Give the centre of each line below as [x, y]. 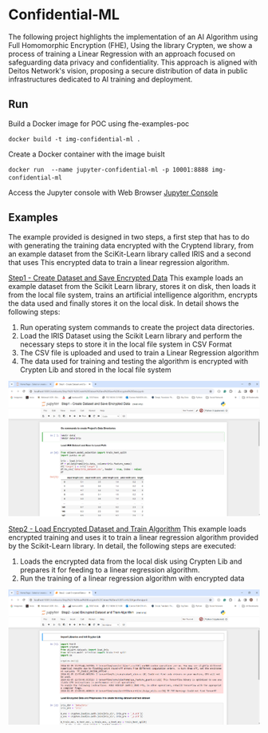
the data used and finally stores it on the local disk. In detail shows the [124, 303]
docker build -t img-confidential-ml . [75, 139]
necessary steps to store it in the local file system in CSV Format [126, 344]
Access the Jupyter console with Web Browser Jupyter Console [113, 192]
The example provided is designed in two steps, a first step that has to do [129, 236]
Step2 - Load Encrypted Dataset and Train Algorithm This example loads [128, 529]
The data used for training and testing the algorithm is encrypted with [134, 361]
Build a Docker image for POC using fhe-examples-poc [99, 123]
